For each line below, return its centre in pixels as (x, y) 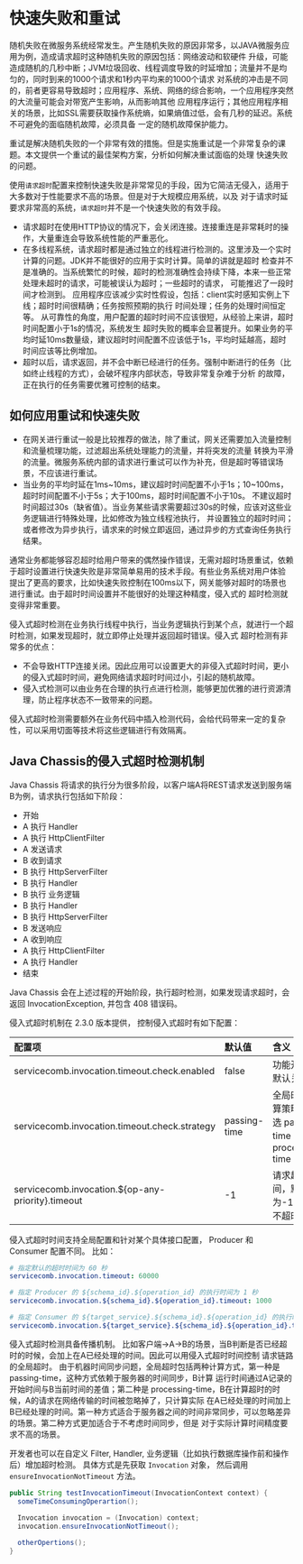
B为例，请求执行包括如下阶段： (68, 796)
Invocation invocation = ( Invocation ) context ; (109, 1518)
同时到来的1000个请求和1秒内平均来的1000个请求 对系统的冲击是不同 (161, 78)
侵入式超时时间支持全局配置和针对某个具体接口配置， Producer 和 (132, 1239)
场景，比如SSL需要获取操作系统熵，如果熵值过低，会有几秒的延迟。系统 (159, 113)
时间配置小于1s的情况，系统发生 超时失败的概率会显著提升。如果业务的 (154, 328)
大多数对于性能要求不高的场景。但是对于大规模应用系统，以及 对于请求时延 (149, 196)
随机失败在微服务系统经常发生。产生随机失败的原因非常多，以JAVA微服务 (146, 45)
